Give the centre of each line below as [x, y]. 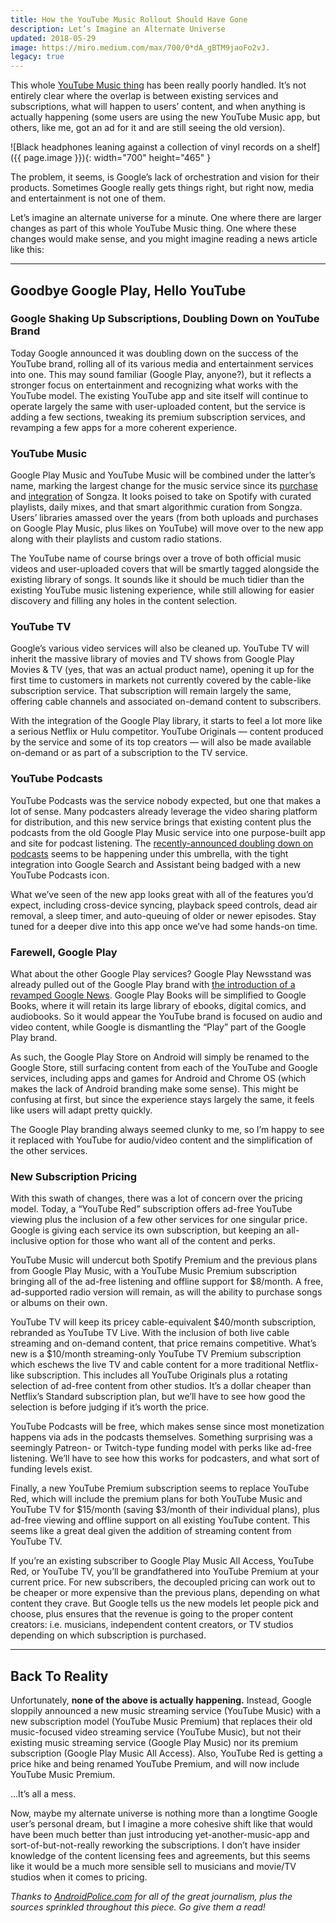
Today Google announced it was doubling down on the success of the [154, 353]
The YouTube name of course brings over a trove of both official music [156, 558]
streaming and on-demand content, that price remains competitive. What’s [163, 1343]
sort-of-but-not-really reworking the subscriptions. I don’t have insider [155, 1845]
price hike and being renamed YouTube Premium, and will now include [155, 1764]
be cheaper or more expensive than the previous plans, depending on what [165, 1593]
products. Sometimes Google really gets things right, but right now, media [162, 188]
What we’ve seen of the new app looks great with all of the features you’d [162, 894]
